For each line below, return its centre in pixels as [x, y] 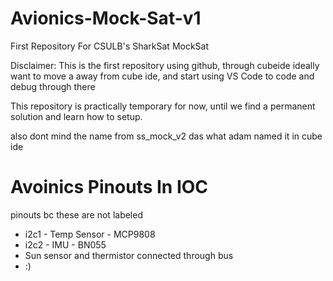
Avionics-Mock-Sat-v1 [106, 18]
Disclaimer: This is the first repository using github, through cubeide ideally [165, 65]
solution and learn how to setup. [76, 116]
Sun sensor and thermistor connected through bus [129, 255]
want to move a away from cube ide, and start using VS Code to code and [162, 76]
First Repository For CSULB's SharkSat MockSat [110, 46]
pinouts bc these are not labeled [76, 214]
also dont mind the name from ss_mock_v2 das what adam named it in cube [166, 136]
